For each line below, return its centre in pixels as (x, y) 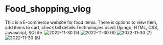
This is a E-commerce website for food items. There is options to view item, (81, 22)
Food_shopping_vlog (48, 9)
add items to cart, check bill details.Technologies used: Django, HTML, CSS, (82, 27)
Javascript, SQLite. (24, 32)
